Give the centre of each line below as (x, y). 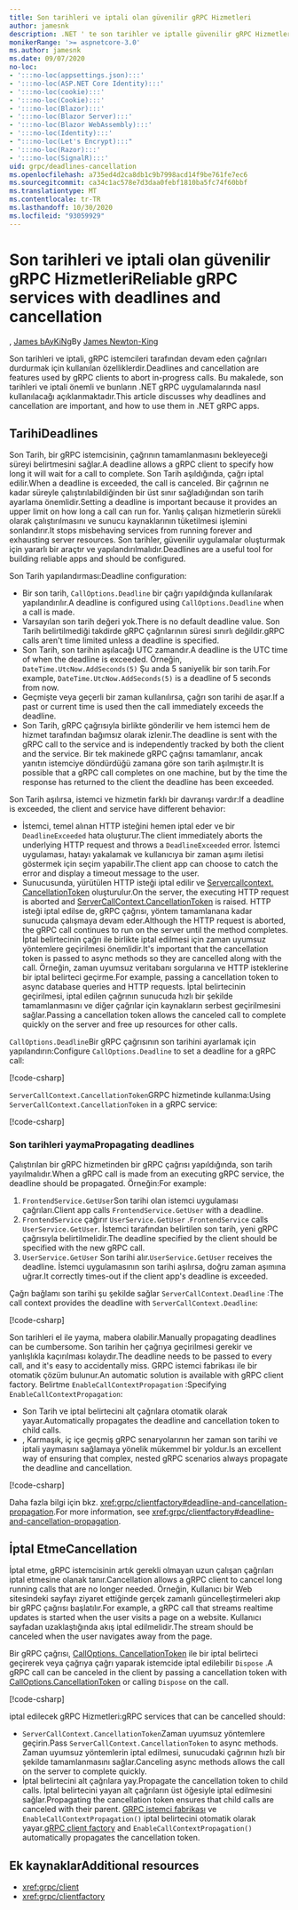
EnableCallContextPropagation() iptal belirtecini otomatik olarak (139, 1818)
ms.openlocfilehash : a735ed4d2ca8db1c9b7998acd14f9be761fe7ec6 (129, 174)
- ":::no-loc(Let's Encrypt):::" (71, 141)
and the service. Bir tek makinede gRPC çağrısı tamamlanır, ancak (142, 754)
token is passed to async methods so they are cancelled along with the (152, 959)
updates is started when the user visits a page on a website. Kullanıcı (135, 1617)
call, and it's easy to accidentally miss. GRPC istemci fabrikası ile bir (133, 1365)
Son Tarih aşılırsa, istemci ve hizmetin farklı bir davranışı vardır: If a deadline (147, 799)
